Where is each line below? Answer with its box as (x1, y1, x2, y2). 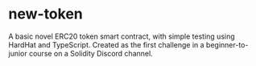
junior (8, 48, 27, 58)
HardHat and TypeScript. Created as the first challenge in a (8, 39, 204, 49)
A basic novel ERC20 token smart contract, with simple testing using (8, 31, 235, 41)
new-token (8, 5, 83, 23)
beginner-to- (205, 39, 249, 49)
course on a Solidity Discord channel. (28, 48, 153, 58)
